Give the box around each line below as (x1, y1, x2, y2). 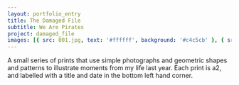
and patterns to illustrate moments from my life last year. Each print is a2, (7, 64, 222, 72)
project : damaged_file (7, 30, 75, 38)
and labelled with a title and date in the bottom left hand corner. (7, 72, 193, 80)
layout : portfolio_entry (7, 10, 81, 18)
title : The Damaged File (7, 17, 81, 24)
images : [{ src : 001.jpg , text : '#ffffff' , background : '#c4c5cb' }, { (7, 37, 225, 44)
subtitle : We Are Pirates (7, 23, 84, 30)
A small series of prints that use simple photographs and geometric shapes (7, 56, 228, 64)
